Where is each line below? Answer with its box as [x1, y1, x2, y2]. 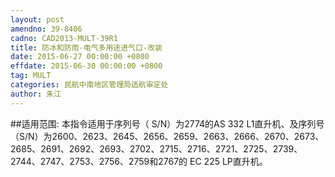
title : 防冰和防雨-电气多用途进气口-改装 [10, 42, 163, 53]
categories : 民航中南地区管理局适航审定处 [10, 80, 169, 90]
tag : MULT [10, 71, 52, 81]
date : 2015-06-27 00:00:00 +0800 [10, 52, 150, 62]
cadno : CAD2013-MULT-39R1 [10, 33, 118, 43]
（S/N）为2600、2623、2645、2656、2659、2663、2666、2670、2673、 [10, 130, 325, 142]
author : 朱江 [10, 89, 62, 99]
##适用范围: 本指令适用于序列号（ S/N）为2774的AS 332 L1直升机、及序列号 [10, 117, 325, 130]
